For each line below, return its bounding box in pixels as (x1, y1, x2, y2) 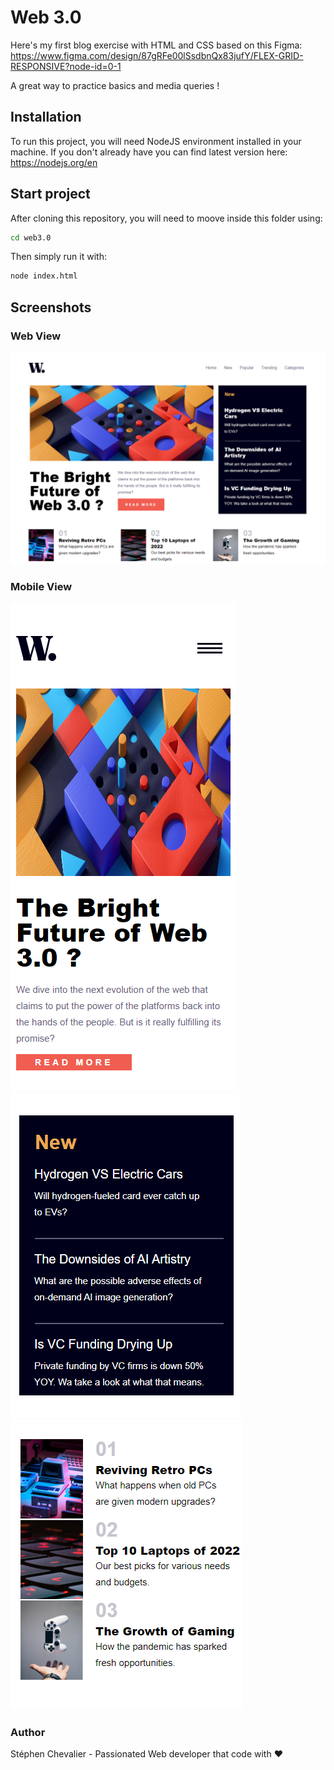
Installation (10, 109, 82, 126)
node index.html (10, 271, 78, 281)
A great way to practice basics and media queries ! (10, 79, 220, 91)
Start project (10, 186, 91, 203)
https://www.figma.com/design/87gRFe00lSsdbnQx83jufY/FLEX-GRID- (10, 49, 304, 61)
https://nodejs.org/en (10, 156, 98, 168)
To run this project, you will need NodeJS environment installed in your (10, 135, 302, 147)
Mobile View (10, 579, 73, 593)
